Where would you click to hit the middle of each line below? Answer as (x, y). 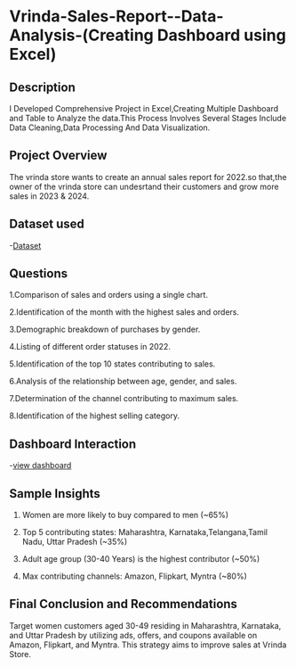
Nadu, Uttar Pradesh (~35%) (75, 542)
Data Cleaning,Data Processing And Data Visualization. (110, 128)
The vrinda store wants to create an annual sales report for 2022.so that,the (148, 177)
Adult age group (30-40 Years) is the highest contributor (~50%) (141, 559)
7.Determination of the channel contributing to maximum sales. (124, 399)
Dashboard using (221, 35)
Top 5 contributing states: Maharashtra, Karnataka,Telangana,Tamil (145, 532)
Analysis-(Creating (81, 35)
